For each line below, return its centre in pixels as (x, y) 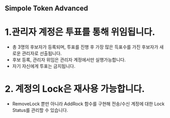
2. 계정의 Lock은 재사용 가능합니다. (75, 89)
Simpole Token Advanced (46, 8)
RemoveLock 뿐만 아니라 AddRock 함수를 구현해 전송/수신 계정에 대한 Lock (88, 104)
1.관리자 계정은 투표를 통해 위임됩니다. (80, 32)
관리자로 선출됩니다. (42, 54)
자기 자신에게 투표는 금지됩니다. (44, 66)
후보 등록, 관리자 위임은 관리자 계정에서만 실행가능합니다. (69, 60)
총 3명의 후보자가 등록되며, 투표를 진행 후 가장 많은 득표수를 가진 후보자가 (85, 47)
